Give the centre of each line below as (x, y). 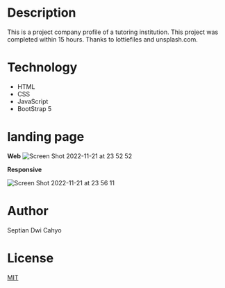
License (31, 258)
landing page (46, 137)
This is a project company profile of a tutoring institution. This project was (113, 32)
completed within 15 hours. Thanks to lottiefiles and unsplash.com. (102, 39)
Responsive (25, 169)
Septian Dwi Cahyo (34, 230)
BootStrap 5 (34, 108)
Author (28, 211)
